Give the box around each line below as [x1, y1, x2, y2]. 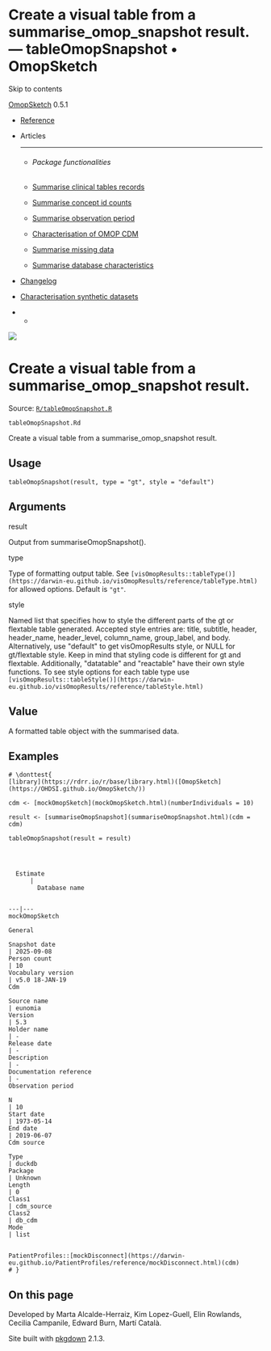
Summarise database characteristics [31, 260, 154, 270]
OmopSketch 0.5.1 [8, 99, 69, 109]
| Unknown [8, 1174, 42, 1182]
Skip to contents [8, 83, 63, 94]
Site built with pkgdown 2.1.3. [8, 1334, 105, 1344]
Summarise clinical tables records [31, 182, 145, 192]
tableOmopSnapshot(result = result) [8, 834, 131, 842]
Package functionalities [31, 157, 111, 167]
